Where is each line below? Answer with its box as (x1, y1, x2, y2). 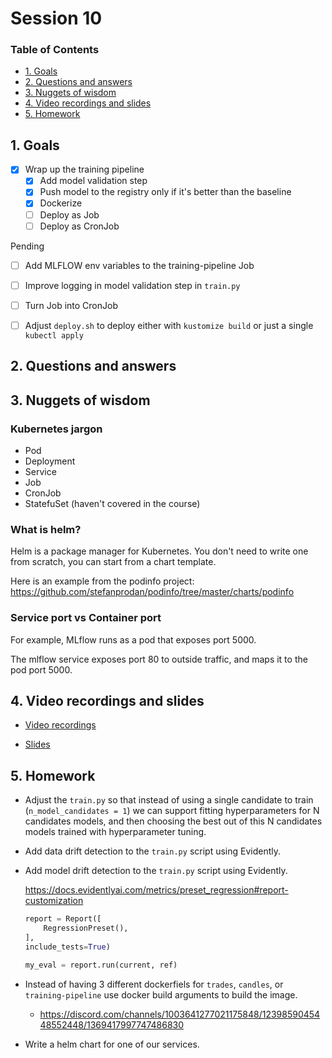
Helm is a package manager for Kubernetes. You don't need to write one (10, 545, 309, 557)
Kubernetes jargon (10, 422, 103, 436)
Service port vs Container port (10, 611, 162, 625)
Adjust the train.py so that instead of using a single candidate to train (24, 794, 314, 806)
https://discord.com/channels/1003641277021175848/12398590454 (39, 1008, 321, 1020)
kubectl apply (24, 330, 84, 341)
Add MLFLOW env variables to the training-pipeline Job (24, 259, 255, 271)
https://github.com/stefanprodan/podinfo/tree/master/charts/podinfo (10, 586, 295, 598)
